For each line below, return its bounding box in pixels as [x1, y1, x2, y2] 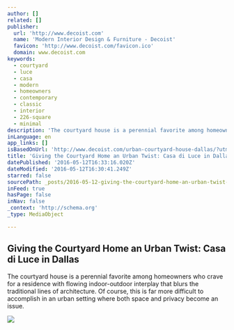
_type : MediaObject [7, 211, 64, 218]
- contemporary [13, 95, 58, 102]
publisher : [7, 23, 39, 30]
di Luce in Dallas [7, 253, 80, 265]
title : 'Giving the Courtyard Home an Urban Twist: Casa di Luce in [7, 152, 210, 160]
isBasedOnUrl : [7, 146, 49, 153]
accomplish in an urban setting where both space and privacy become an [7, 294, 219, 303]
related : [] [7, 17, 42, 24]
